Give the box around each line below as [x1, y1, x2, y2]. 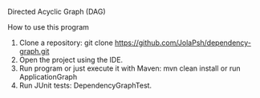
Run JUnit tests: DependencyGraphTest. [18, 80, 152, 90]
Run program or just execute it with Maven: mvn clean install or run [18, 63, 242, 73]
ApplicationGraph [18, 72, 78, 81]
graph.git [18, 47, 50, 55]
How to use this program [7, 22, 90, 31]
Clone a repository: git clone [18, 38, 113, 47]
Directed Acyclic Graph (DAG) [7, 7, 106, 16]
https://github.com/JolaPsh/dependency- [114, 38, 252, 47]
